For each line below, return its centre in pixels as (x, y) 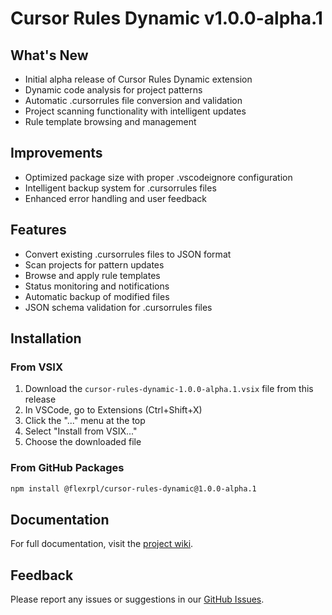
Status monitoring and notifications (97, 286)
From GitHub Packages (67, 468)
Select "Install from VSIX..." (81, 431)
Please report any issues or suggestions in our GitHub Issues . (137, 599)
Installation (46, 338)
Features (38, 230)
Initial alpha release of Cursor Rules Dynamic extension (138, 79)
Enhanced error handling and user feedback (116, 198)
